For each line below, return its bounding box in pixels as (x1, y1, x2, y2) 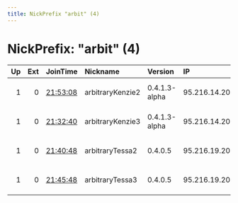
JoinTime (45, 66, 78, 76)
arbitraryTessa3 (84, 175, 137, 185)
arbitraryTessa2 (84, 146, 137, 156)
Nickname (84, 66, 120, 76)
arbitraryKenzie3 (84, 116, 141, 126)
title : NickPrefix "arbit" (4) (7, 10, 100, 18)
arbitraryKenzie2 (84, 87, 141, 97)
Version (147, 66, 175, 76)
